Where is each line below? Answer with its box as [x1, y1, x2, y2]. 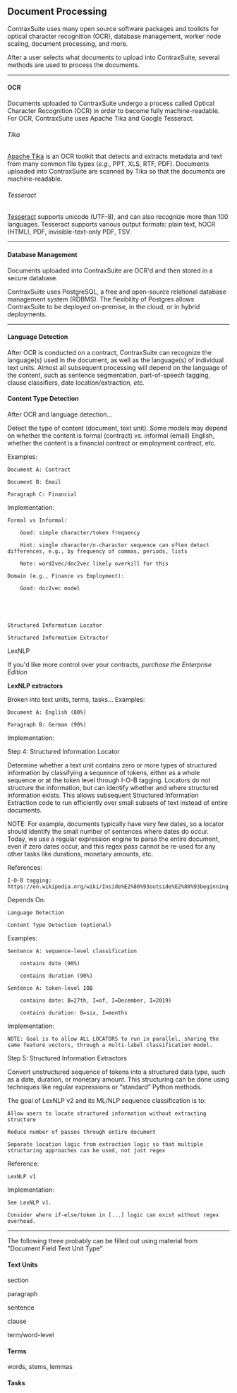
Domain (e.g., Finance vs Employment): [7, 573, 125, 580]
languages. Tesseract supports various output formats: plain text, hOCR [7, 220, 216, 229]
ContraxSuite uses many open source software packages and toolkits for [7, 24, 219, 32]
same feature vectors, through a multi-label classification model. [7, 1041, 213, 1049]
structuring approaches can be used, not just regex [7, 1147, 166, 1154]
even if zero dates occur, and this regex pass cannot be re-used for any [7, 842, 216, 851]
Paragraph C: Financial [7, 491, 78, 498]
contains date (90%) [20, 960, 80, 967]
